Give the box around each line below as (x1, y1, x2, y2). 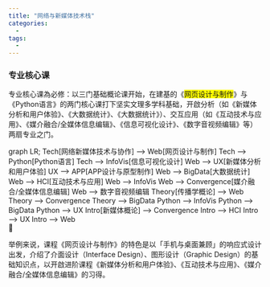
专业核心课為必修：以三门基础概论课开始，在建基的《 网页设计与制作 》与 (8, 89, 247, 99)
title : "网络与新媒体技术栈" (8, 11, 95, 20)
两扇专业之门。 (8, 129, 58, 139)
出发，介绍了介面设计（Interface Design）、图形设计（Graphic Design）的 (8, 250, 252, 260)
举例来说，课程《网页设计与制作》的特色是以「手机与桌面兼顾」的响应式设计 (8, 240, 262, 249)
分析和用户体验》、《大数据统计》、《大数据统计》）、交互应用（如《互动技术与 (8, 109, 255, 119)
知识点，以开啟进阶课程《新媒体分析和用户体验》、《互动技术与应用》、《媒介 (14, 260, 262, 269)
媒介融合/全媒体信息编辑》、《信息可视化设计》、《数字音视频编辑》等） (29, 120, 258, 129)
